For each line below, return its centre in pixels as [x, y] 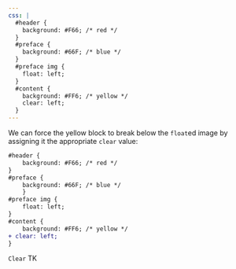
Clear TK [23, 258]
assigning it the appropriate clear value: [73, 141]
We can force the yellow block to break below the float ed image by [118, 133]
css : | [19, 15]
